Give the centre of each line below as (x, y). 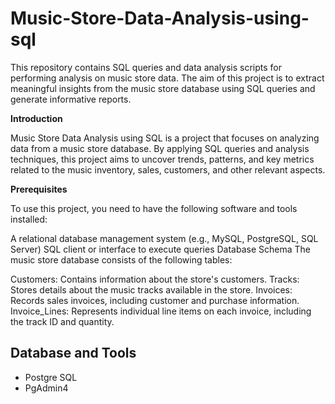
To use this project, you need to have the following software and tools (154, 208)
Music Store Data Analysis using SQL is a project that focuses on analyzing (165, 138)
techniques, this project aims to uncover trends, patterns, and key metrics (162, 159)
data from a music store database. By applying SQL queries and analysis (160, 148)
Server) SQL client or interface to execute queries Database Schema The (160, 249)
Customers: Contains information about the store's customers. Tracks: (155, 279)
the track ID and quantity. (62, 321)
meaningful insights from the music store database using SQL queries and (163, 88)
